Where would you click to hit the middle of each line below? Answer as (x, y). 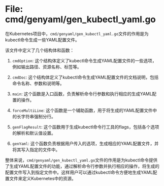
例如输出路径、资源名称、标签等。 (47, 67)
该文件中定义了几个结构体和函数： (40, 50)
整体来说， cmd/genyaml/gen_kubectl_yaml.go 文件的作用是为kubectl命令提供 (81, 160)
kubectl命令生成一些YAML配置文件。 (42, 40)
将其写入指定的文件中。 (36, 149)
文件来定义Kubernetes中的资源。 (43, 178)
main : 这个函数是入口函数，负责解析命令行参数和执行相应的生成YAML (82, 94)
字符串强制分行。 (38, 116)
